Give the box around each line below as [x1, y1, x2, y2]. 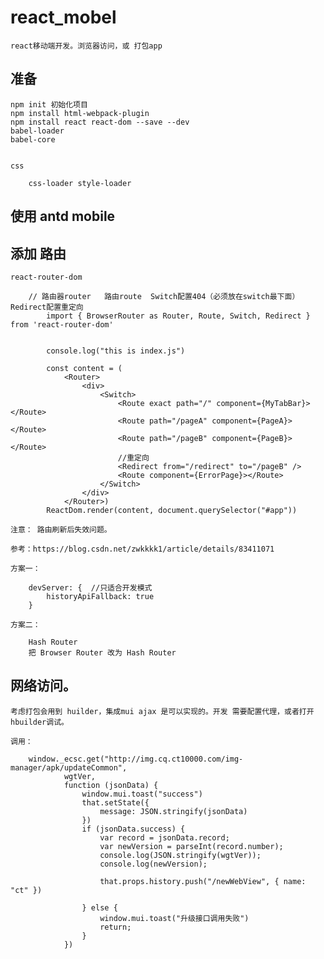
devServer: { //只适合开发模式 [28, 582, 153, 593]
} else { [81, 902, 118, 913]
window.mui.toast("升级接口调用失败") [99, 913, 250, 923]
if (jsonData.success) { [81, 824, 186, 834]
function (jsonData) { [63, 780, 159, 790]
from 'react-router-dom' [10, 319, 114, 330]
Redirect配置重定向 [10, 302, 84, 312]
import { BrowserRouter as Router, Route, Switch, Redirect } [46, 311, 311, 321]
